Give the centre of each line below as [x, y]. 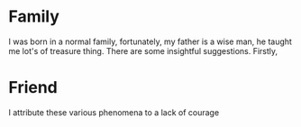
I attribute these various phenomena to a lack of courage [114, 112]
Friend [33, 88]
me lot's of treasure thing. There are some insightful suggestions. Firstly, [143, 50]
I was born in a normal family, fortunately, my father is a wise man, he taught [150, 41]
